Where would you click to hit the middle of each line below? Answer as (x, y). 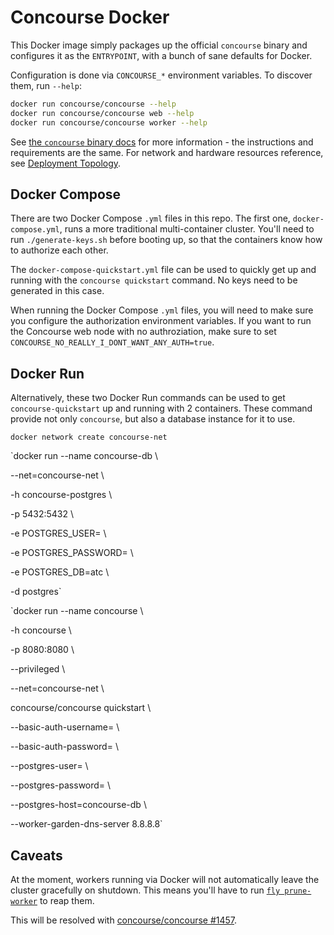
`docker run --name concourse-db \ (84, 456)
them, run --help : (46, 85)
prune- (298, 891)
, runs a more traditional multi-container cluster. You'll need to (187, 229)
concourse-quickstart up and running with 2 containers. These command (161, 408)
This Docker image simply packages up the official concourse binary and (159, 45)
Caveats (36, 855)
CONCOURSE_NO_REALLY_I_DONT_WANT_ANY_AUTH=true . (112, 342)
